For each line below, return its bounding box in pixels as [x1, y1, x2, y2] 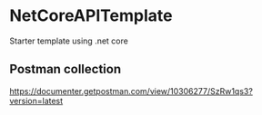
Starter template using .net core [9, 35, 129, 46]
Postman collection [9, 62, 121, 77]
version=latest [9, 95, 64, 106]
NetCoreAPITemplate [9, 5, 173, 26]
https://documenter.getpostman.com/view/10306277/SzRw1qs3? [9, 85, 253, 96]
